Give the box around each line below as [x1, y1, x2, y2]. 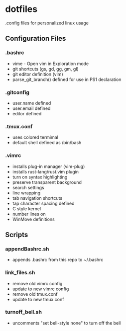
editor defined [12, 110, 42, 116]
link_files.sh [5, 269, 35, 276]
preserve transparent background [12, 179, 82, 185]
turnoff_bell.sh [5, 309, 42, 316]
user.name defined [12, 100, 51, 106]
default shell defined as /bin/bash [12, 140, 82, 146]
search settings [12, 184, 44, 190]
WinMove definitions [12, 216, 55, 222]
